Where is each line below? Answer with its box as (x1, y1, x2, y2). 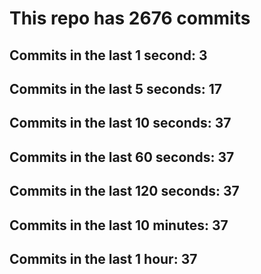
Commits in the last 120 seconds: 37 (9, 183, 240, 200)
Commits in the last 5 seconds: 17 (9, 80, 222, 97)
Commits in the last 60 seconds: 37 (9, 148, 235, 166)
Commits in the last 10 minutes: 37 (9, 217, 229, 234)
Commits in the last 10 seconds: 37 (9, 115, 232, 132)
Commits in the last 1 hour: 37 (9, 250, 198, 267)
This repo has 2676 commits (9, 7, 251, 30)
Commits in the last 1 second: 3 (9, 47, 208, 64)
